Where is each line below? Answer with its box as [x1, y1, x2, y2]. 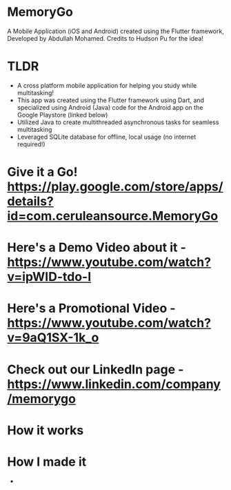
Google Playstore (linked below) [17, 110, 108, 119]
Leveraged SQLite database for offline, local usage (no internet [17, 133, 197, 141]
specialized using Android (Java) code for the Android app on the [17, 103, 203, 111]
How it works [7, 422, 84, 438]
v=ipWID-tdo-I [7, 269, 92, 285]
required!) [17, 139, 46, 148]
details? [7, 194, 54, 209]
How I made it [7, 454, 87, 469]
